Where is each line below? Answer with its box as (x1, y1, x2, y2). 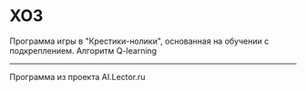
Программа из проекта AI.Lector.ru (9, 71, 146, 82)
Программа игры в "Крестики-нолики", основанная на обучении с (9, 35, 270, 46)
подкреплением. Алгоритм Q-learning (9, 45, 158, 56)
